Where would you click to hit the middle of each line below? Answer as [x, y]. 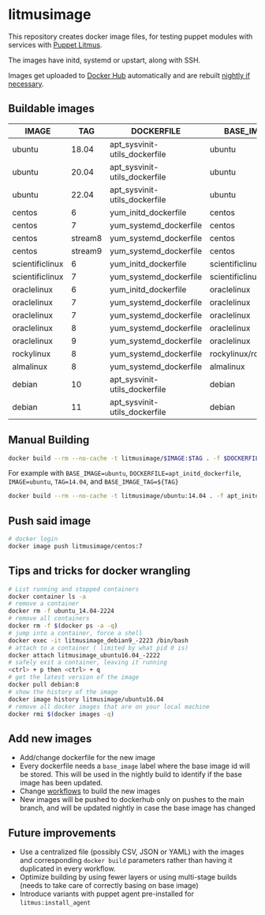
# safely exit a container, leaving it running [88, 663]
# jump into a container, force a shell [76, 633]
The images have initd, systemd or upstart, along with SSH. [105, 60]
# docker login [33, 539]
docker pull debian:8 [44, 685]
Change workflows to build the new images [90, 791]
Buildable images [51, 109]
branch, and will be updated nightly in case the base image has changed [138, 808]
